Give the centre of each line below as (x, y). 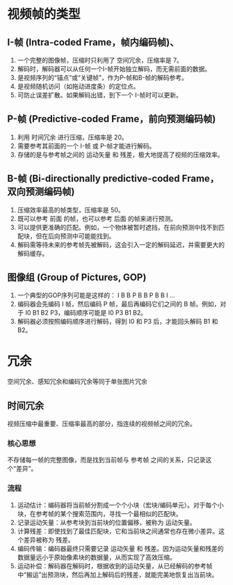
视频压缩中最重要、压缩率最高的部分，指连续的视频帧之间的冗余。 (102, 424)
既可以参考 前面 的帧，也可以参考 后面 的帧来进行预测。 (97, 218)
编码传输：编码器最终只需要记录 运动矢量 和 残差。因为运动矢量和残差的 (120, 548)
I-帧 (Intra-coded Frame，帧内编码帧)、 (93, 42)
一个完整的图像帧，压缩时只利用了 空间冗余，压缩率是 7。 (100, 60)
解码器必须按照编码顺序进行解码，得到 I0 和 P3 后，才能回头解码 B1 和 (118, 322)
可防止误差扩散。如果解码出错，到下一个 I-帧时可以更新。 (99, 95)
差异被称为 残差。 (49, 540)
